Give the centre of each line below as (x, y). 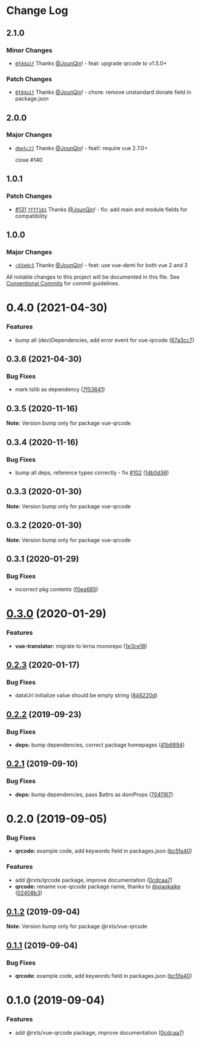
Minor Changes (29, 50)
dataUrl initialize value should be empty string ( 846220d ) (86, 695)
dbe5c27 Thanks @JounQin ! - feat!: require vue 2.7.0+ (81, 148)
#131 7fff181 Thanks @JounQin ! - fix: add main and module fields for (101, 209)
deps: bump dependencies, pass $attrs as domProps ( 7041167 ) (94, 794)
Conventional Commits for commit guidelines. (63, 284)
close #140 (29, 160)
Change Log (37, 11)
